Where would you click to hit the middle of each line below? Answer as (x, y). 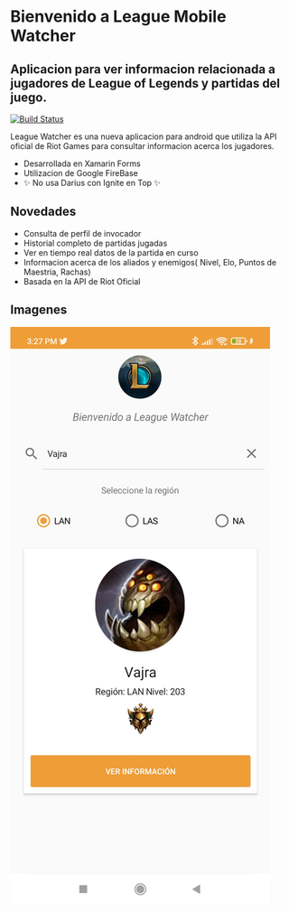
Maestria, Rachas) (57, 272)
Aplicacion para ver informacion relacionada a (143, 69)
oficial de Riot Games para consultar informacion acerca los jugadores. (142, 146)
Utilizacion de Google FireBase (80, 173)
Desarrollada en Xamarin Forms (82, 163)
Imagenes (39, 310)
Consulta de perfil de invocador (82, 233)
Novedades (43, 212)
